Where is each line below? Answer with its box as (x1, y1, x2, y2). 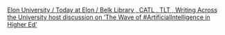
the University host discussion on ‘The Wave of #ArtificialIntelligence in (7, 13, 210, 21)
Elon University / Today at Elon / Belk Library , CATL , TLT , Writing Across (7, 6, 218, 14)
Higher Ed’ (7, 21, 37, 28)
